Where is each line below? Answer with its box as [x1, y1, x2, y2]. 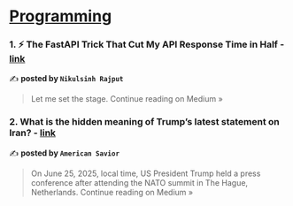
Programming [9, 6, 112, 27]
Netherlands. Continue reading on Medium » [30, 187, 193, 197]
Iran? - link [9, 126, 56, 139]
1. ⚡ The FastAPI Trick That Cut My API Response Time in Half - [9, 38, 285, 50]
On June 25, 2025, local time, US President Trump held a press [30, 168, 261, 179]
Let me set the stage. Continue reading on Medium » [30, 94, 223, 104]
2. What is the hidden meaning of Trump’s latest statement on [9, 116, 281, 128]
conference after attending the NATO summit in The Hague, [30, 177, 249, 187]
